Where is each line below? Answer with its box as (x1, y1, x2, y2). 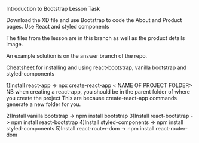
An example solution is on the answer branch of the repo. (6, 52, 148, 59)
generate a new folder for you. (6, 101, 81, 108)
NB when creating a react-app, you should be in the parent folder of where (6, 88, 190, 95)
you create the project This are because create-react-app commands (6, 95, 177, 101)
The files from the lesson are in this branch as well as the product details (6, 35, 185, 41)
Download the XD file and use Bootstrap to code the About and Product (6, 17, 182, 23)
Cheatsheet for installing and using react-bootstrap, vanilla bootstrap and (6, 64, 187, 71)
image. (6, 41, 23, 48)
